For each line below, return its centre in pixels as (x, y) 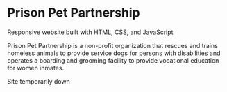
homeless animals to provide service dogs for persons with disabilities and (114, 53)
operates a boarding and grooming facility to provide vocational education (113, 60)
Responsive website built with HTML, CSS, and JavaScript (90, 32)
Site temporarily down (39, 81)
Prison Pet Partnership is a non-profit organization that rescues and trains (113, 45)
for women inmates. (36, 68)
